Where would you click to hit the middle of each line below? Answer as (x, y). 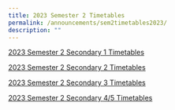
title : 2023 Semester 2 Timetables (67, 15)
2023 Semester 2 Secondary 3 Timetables (77, 82)
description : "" (35, 30)
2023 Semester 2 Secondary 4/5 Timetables (80, 98)
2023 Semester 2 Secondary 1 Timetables (76, 53)
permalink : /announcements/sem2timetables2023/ (88, 23)
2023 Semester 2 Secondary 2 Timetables (77, 68)
